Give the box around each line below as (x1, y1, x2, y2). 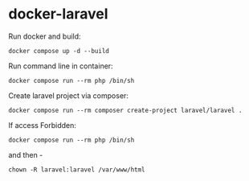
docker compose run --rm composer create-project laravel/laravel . (8, 106, 243, 114)
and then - (8, 150, 43, 159)
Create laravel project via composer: (8, 90, 129, 101)
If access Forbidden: (8, 120, 76, 130)
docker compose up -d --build (8, 47, 110, 55)
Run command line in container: (8, 61, 114, 71)
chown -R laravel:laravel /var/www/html (8, 166, 146, 174)
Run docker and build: (8, 31, 82, 41)
